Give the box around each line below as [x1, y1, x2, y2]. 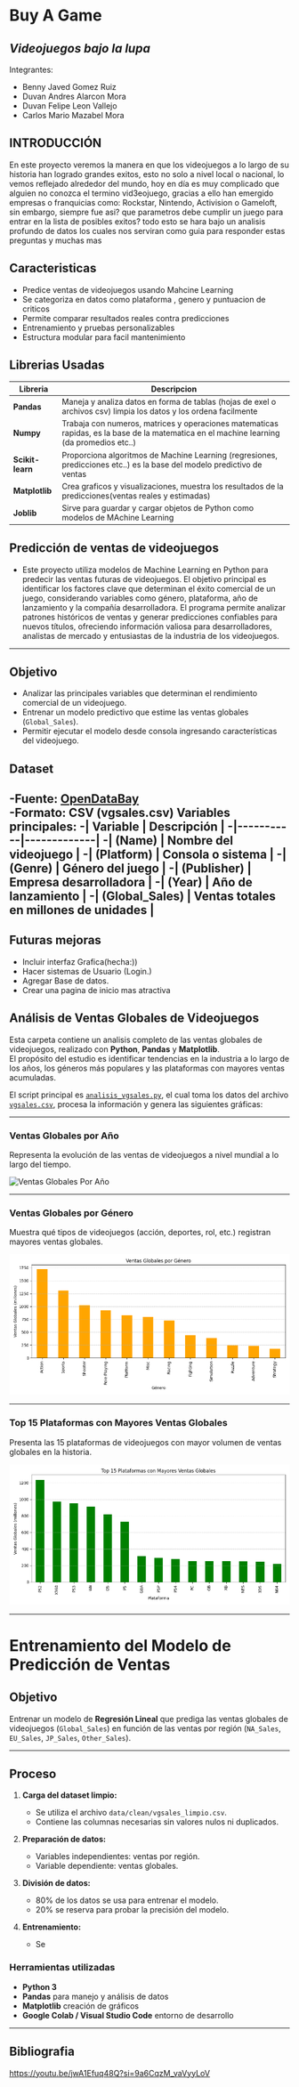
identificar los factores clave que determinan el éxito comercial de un [21, 583, 276, 594]
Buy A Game [9, 5, 102, 26]
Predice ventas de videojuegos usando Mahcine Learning [21, 284, 234, 295]
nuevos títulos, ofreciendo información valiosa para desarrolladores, [21, 620, 273, 632]
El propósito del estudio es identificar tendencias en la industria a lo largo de [9, 1053, 290, 1064]
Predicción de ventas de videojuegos [9, 540, 220, 556]
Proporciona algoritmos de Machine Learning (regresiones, [61, 449, 278, 460]
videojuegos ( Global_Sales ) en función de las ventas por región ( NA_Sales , [9, 1723, 282, 1734]
